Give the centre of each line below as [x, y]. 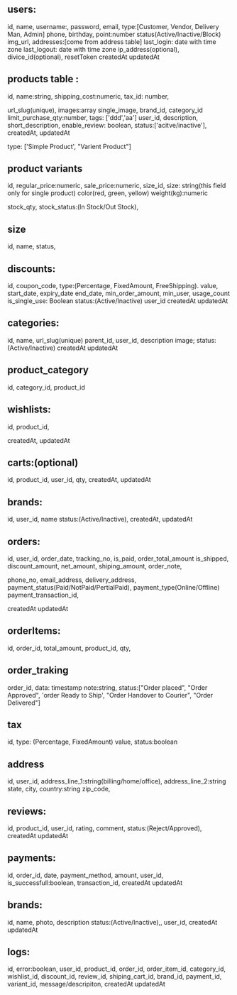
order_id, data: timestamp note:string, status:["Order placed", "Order [108, 687]
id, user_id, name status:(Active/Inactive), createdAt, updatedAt [100, 520]
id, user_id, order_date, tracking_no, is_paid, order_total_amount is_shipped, [118, 559]
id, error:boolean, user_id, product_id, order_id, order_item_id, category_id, [116, 969]
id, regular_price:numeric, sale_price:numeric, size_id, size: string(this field [117, 186]
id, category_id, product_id [46, 387]
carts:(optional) [43, 462]
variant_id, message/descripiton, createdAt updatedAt [86, 984]
